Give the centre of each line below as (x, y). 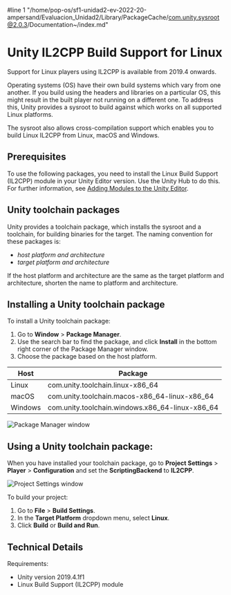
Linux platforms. (30, 114)
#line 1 (16, 10)
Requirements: (28, 564)
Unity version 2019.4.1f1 (51, 577)
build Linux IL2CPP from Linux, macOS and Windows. (83, 135)
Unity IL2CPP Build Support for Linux (115, 53)
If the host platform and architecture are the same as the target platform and (116, 275)
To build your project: (38, 498)
